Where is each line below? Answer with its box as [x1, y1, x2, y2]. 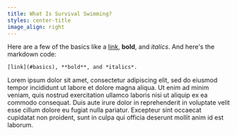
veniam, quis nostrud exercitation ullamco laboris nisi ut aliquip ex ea [7, 91, 208, 99]
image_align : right [7, 23, 65, 30]
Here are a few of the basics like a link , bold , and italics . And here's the [7, 43, 215, 51]
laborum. [7, 121, 34, 129]
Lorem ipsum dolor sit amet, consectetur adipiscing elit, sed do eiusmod [7, 76, 218, 84]
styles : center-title [7, 17, 71, 24]
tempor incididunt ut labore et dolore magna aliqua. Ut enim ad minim [7, 84, 209, 92]
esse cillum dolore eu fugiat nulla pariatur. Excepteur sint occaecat [7, 106, 202, 115]
